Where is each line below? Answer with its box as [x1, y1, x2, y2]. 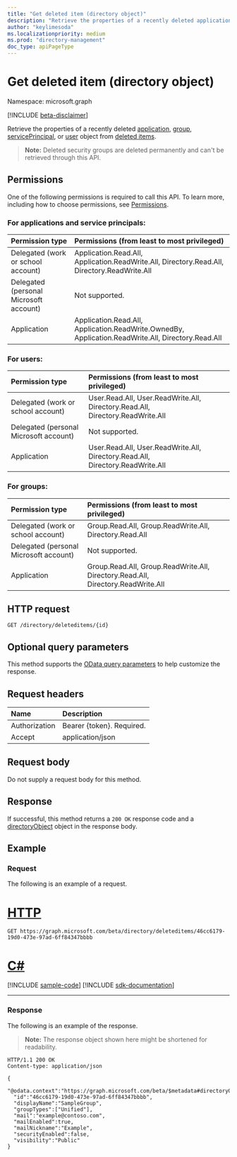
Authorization [11, 721, 56, 731]
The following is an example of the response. [7, 1021, 138, 1030]
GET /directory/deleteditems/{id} [7, 622, 109, 629]
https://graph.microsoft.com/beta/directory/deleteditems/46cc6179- [20, 928, 226, 935]
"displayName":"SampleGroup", [13, 1100, 102, 1107]
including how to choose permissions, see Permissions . [7, 200, 169, 209]
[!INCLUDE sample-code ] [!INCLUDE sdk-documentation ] [7, 981, 175, 989]
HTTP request [7, 603, 71, 616]
